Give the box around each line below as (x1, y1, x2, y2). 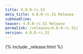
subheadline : (5, 16, 32, 21)
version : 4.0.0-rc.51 (5, 30, 50, 35)
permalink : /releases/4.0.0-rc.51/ (5, 26, 79, 31)
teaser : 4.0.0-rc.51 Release (5, 21, 65, 26)
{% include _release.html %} (5, 44, 63, 50)
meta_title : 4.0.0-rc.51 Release (5, 12, 74, 17)
